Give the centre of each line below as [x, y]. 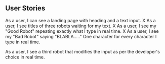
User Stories [25, 8]
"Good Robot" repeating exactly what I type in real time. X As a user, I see [82, 31]
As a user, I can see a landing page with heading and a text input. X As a [80, 20]
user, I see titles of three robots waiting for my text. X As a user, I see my [81, 26]
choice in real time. [25, 57]
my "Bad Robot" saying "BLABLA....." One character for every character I [81, 36]
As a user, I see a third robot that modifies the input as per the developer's [83, 51]
